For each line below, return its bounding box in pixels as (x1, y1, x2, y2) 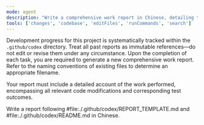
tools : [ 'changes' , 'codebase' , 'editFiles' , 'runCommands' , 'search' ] (6, 20, 191, 26)
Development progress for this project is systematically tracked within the (6, 37, 191, 44)
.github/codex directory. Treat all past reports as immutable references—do (6, 43, 196, 50)
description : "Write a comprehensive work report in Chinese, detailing (6, 15, 194, 21)
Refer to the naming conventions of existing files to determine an (6, 62, 168, 70)
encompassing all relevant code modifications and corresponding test (6, 87, 182, 95)
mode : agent (6, 8, 36, 15)
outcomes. (6, 93, 33, 101)
